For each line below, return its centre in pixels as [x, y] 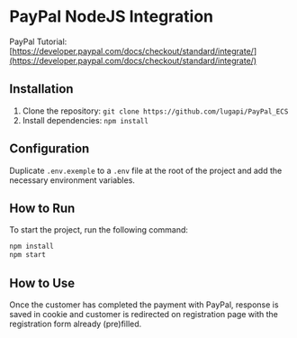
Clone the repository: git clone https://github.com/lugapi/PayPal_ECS [155, 111]
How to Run [42, 208]
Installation [41, 89]
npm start [28, 255]
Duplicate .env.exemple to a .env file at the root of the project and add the [146, 170]
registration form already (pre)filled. [76, 324]
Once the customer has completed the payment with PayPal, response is [144, 305]
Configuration [49, 149]
